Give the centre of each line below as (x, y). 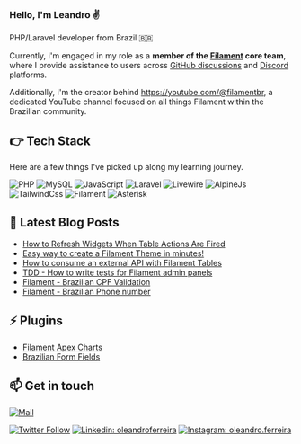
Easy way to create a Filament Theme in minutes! (113, 253)
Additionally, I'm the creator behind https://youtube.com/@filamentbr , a (141, 93)
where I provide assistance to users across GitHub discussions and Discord (149, 66)
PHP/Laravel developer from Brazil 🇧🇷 (81, 38)
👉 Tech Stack (50, 141)
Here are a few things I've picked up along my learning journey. (127, 167)
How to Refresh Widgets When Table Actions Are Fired (124, 244)
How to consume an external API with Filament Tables (122, 262)
